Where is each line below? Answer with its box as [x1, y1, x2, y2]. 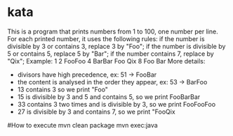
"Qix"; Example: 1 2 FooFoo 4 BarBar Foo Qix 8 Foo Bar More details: [7, 56, 206, 65]
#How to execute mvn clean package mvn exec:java [7, 121, 158, 129]
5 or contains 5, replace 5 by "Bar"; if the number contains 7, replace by [7, 50, 214, 58]
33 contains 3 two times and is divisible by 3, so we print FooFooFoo [17, 100, 216, 108]
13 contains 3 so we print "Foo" [17, 85, 109, 93]
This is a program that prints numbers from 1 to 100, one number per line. [7, 27, 219, 36]
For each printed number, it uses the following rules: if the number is [7, 34, 205, 43]
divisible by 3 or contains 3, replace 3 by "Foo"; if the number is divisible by [7, 42, 226, 50]
